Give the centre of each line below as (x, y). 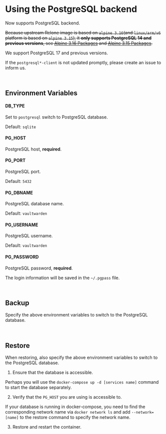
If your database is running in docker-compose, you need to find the (75, 407)
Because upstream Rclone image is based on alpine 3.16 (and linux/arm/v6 (83, 32)
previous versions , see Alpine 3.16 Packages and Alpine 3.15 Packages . (79, 43)
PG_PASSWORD (22, 257)
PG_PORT (15, 160)
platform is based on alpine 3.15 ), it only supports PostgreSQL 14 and (79, 38)
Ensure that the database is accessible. (53, 373)
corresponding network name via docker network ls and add (68, 412)
